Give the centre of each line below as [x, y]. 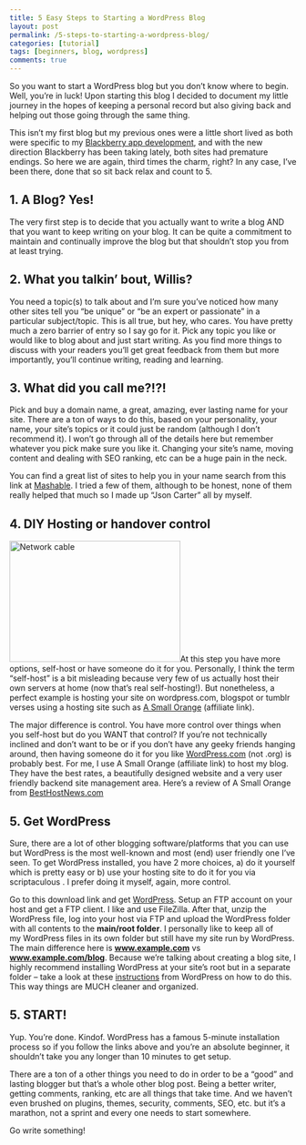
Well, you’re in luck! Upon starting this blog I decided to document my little [149, 96]
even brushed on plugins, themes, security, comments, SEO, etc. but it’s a [148, 1103]
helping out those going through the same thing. [100, 115]
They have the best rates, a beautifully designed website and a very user [146, 774]
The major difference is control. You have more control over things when [145, 725]
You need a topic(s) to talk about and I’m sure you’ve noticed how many [144, 301]
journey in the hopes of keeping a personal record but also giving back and [150, 105]
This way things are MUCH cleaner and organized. [104, 987]
